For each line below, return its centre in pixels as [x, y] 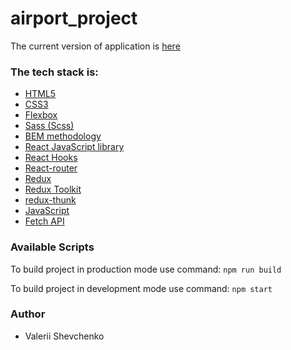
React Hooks [51, 158]
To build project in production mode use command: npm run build [146, 269]
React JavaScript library [74, 147]
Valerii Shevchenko [64, 336]
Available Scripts [52, 247]
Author [28, 314]
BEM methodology [63, 136]
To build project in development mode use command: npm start [141, 288]
